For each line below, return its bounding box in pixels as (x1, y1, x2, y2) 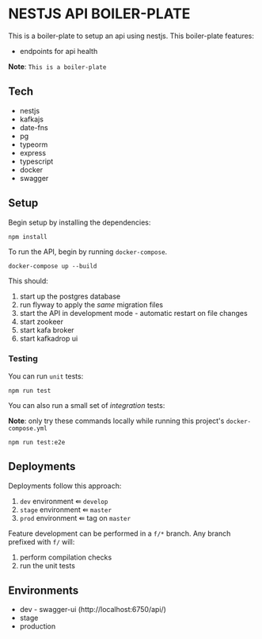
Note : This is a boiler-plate (8, 61, 107, 71)
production (19, 622, 56, 631)
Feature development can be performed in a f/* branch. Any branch (8, 529, 231, 538)
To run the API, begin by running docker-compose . (8, 247, 168, 256)
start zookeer (19, 317, 63, 326)
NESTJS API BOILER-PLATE (8, 5, 191, 23)
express (19, 148, 46, 157)
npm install (8, 233, 47, 241)
